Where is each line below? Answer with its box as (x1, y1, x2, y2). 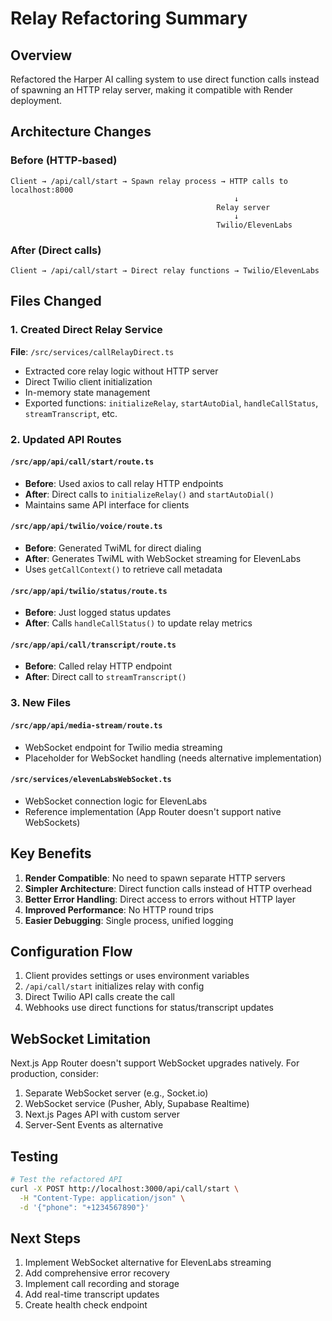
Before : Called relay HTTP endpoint (24, 660, 173, 672)
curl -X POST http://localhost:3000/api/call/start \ (10, 1183, 240, 1194)
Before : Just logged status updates (24, 607, 172, 619)
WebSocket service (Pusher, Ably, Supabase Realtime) (24, 1098, 250, 1110)
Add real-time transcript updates (24, 1288, 160, 1301)
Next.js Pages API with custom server (24, 1108, 181, 1121)
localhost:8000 (10, 185, 74, 195)
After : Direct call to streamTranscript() (24, 671, 187, 683)
